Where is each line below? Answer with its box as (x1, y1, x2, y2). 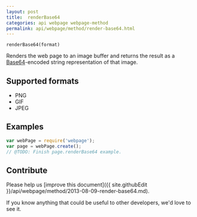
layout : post (6, 8, 39, 15)
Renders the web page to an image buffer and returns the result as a (6, 52, 175, 60)
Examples (6, 122, 44, 132)
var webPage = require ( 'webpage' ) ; (6, 137, 95, 143)
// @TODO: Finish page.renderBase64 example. (6, 149, 122, 155)
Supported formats (6, 76, 79, 86)
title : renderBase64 (6, 14, 60, 20)
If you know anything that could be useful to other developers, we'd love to (6, 199, 192, 206)
